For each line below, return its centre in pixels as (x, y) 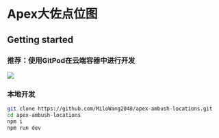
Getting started (40, 39)
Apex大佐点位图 (52, 14)
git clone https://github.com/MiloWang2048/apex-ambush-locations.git (110, 109)
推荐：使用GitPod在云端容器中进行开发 (71, 60)
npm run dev (24, 128)
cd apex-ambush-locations (44, 115)
